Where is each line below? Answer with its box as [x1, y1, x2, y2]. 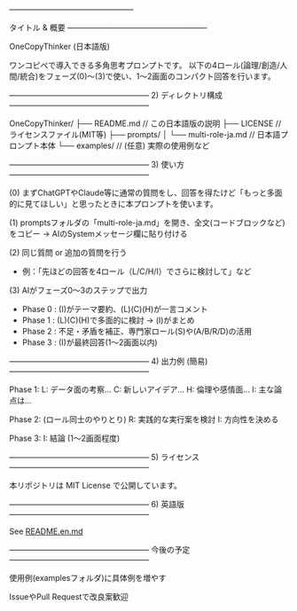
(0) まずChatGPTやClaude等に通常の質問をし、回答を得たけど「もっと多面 [9, 187, 283, 198]
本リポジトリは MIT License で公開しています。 [9, 480, 182, 490]
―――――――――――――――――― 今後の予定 [9, 544, 191, 554]
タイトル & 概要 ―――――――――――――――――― [9, 22, 207, 33]
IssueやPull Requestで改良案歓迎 [9, 591, 129, 602]
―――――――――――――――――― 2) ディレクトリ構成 [9, 90, 223, 100]
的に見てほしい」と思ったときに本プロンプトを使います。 [9, 199, 219, 208]
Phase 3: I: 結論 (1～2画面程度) [9, 433, 121, 443]
